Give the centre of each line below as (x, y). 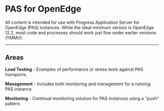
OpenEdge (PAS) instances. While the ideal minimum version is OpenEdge (80, 27)
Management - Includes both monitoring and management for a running (78, 84)
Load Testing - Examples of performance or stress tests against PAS (74, 69)
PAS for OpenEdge (43, 9)
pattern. (13, 103)
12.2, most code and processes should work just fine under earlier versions (81, 32)
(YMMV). (14, 38)
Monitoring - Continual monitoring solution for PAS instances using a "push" (82, 98)
